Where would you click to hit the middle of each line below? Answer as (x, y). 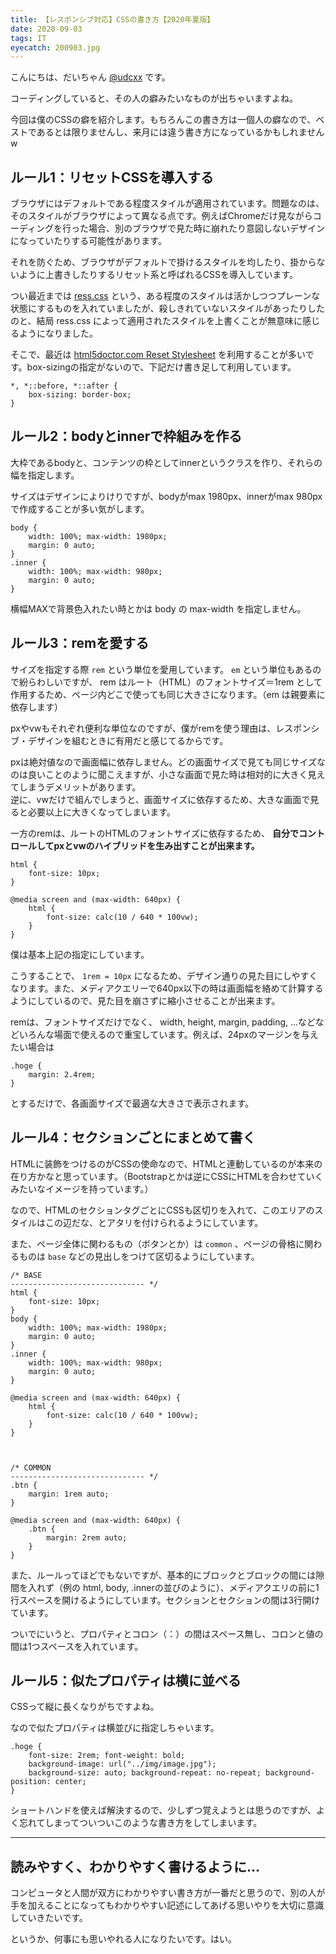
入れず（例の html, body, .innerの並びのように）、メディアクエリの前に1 (173, 1587)
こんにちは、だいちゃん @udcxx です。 (90, 77)
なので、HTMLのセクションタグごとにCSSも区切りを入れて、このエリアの (162, 1210)
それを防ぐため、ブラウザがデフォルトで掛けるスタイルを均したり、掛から (163, 262)
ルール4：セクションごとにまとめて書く (133, 1137)
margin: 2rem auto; (87, 1537)
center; (70, 1782)
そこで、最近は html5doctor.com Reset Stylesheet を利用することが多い (158, 355)
